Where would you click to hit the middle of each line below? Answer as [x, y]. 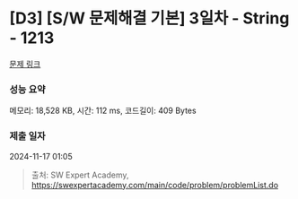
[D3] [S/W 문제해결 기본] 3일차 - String [149, 18]
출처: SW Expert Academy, [80, 175]
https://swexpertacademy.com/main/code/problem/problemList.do [155, 185]
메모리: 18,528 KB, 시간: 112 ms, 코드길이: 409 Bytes [103, 111]
